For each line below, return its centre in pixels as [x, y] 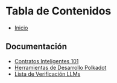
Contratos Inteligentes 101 [46, 61]
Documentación [36, 47]
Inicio [21, 28]
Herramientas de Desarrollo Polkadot [60, 67]
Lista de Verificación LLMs [47, 74]
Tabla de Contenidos [58, 11]
